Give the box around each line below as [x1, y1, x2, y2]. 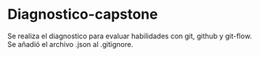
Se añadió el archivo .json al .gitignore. [7, 39, 134, 48]
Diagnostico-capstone [7, 5, 159, 23]
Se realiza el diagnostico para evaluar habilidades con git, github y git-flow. [7, 31, 252, 41]
